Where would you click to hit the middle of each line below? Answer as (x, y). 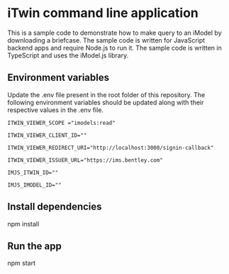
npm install (23, 224)
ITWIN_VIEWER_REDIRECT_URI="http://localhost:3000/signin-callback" (111, 148)
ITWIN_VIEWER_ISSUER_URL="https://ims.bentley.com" (85, 160)
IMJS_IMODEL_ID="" (34, 185)
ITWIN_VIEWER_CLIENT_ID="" (47, 135)
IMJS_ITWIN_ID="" (33, 172)
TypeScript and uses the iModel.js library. (68, 55)
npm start (22, 263)
